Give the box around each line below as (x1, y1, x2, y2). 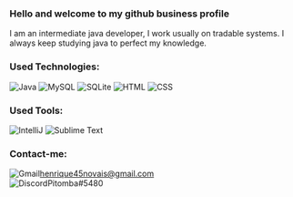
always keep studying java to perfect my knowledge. (9, 37, 207, 48)
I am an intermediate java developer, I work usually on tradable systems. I (9, 28, 285, 39)
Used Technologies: (9, 60, 100, 73)
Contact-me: (9, 147, 68, 160)
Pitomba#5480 (46, 178, 104, 189)
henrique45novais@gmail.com (39, 168, 155, 180)
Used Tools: (9, 104, 64, 117)
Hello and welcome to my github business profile (9, 7, 230, 20)
